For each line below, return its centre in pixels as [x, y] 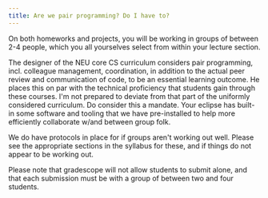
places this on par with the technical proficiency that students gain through [132, 88]
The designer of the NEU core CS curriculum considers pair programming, [131, 62]
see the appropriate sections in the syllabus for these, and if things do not [130, 145]
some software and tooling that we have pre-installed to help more [126, 113]
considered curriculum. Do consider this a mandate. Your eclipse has [122, 105]
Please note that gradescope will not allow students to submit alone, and [128, 169]
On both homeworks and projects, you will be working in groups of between [133, 38]
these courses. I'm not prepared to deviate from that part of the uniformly [129, 96]
